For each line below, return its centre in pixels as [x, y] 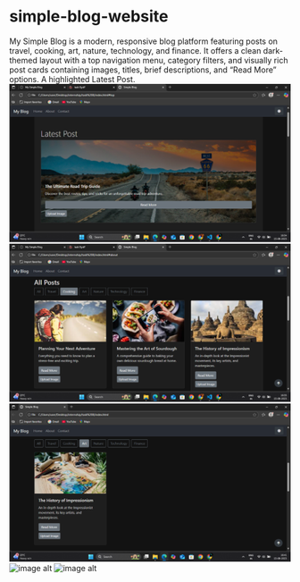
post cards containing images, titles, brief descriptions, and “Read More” [143, 70]
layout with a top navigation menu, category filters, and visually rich [163, 60]
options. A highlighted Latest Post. [72, 79]
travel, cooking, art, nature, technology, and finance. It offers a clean [135, 50]
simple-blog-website [89, 17]
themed [24, 60]
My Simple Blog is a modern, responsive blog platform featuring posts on [144, 41]
